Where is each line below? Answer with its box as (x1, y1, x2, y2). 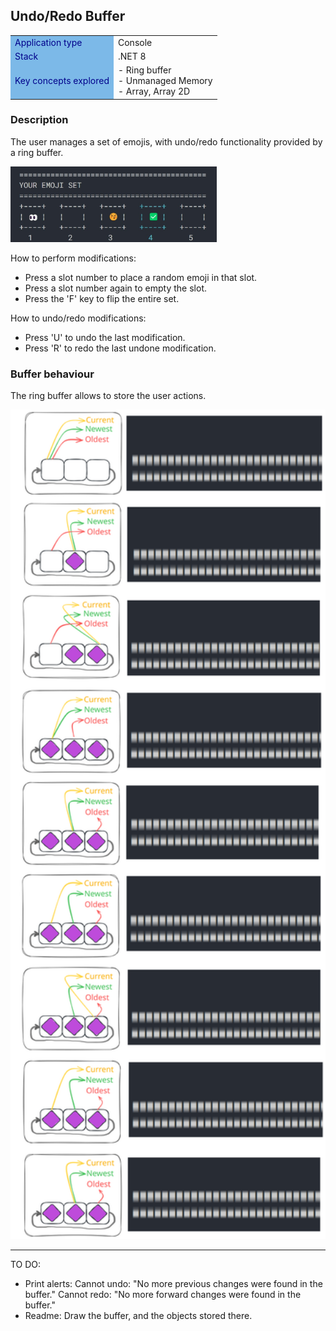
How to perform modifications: (10, 252, 137, 264)
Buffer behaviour (10, 367, 95, 381)
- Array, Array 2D (117, 85, 191, 98)
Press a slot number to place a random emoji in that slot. (24, 271, 258, 283)
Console (117, 36, 153, 48)
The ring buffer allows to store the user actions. (10, 389, 207, 401)
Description (10, 113, 69, 127)
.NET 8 (117, 50, 147, 62)
